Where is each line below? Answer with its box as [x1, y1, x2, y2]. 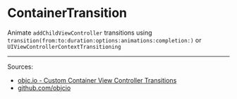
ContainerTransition [7, 5, 128, 21]
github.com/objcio [17, 83, 71, 92]
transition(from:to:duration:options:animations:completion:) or [7, 35, 202, 44]
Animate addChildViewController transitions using [7, 28, 153, 37]
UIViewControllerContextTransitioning [7, 43, 121, 50]
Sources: [7, 62, 34, 71]
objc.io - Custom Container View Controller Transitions [17, 76, 177, 84]
